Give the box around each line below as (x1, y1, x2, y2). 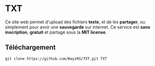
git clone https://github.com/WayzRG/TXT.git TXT (5, 56, 108, 61)
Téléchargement (5, 43, 56, 51)
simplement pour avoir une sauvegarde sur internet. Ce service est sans (5, 24, 151, 30)
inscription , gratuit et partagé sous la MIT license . (5, 29, 107, 35)
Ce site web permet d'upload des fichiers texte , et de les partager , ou (5, 19, 145, 25)
